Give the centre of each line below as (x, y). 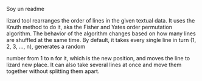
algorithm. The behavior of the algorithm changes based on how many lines (101, 33)
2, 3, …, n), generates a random (46, 46)
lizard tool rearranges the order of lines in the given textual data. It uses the (101, 20)
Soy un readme (25, 9)
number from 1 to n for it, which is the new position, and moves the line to (98, 58)
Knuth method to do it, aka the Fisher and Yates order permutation (89, 27)
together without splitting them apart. (53, 71)
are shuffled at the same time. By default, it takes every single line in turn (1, (101, 40)
